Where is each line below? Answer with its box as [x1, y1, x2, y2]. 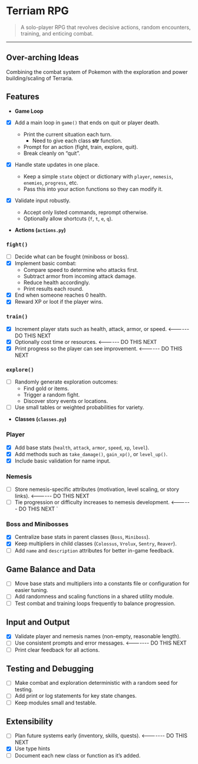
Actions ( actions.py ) [14, 226, 66, 233]
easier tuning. [14, 587, 48, 594]
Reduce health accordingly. [23, 279, 90, 286]
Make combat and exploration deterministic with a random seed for [14, 680, 178, 687]
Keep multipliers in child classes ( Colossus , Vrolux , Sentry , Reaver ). [14, 540, 177, 547]
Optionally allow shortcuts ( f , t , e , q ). [23, 214, 113, 222]
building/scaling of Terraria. [6, 74, 74, 82]
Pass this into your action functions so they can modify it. [23, 185, 163, 193]
